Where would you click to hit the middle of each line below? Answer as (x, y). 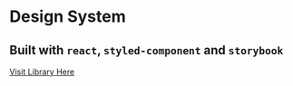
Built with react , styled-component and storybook (146, 50)
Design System (68, 17)
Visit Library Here (42, 72)
